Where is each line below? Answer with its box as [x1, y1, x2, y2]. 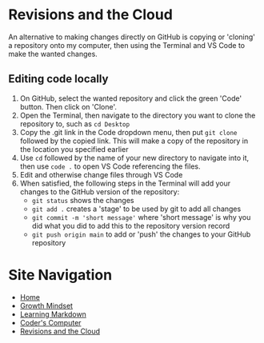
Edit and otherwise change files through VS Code [19, 170, 183, 179]
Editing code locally [8, 72, 109, 86]
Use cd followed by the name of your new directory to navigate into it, [19, 153, 250, 162]
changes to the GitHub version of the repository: [19, 186, 180, 197]
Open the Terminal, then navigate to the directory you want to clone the [19, 110, 256, 120]
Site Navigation [8, 265, 113, 284]
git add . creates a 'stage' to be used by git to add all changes [31, 204, 242, 213]
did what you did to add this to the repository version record [31, 221, 230, 230]
